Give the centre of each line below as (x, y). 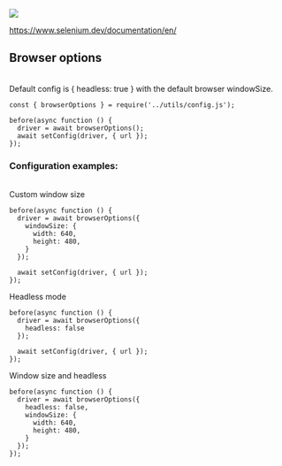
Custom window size (47, 195)
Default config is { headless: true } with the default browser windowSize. (141, 88)
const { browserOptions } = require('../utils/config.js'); (122, 105)
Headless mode (38, 297)
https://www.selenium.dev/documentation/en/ (93, 30)
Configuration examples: (64, 165)
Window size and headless (58, 376)
